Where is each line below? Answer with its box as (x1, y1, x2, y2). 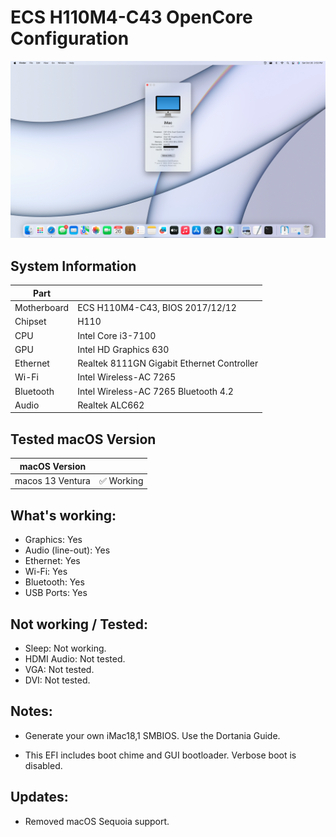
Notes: (10, 703, 53, 720)
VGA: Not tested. (24, 663, 95, 675)
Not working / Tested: (10, 616, 149, 633)
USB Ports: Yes (24, 587, 88, 599)
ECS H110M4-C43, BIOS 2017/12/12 (77, 302, 237, 313)
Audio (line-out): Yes (24, 544, 111, 556)
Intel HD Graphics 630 (77, 343, 170, 355)
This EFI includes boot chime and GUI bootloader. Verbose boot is (24, 749, 297, 761)
